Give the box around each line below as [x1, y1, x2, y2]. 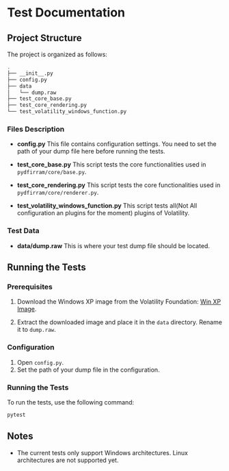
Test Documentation [7, 5, 125, 21]
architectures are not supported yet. [16, 456, 119, 464]
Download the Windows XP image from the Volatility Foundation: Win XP [16, 298, 221, 306]
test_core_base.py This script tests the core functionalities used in [16, 160, 206, 169]
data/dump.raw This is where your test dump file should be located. [16, 241, 211, 250]
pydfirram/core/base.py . [16, 168, 87, 176]
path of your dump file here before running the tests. [16, 147, 165, 156]
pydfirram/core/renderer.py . [16, 189, 99, 197]
